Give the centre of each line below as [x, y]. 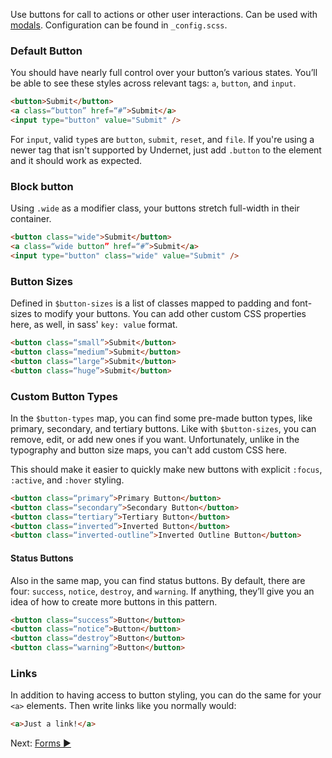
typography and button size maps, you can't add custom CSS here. [149, 450]
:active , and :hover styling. [67, 480]
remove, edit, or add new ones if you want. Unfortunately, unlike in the [155, 439]
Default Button [46, 51]
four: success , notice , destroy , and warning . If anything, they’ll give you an [162, 591]
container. [31, 219]
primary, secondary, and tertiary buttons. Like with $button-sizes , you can [163, 428]
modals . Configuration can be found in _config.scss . [119, 25]
